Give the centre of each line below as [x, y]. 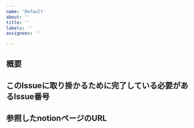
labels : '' [19, 28]
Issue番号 [32, 97]
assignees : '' [24, 33]
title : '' [18, 22]
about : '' [18, 17]
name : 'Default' [26, 11]
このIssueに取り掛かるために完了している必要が [93, 85]
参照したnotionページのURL [56, 118]
